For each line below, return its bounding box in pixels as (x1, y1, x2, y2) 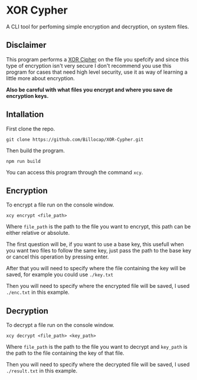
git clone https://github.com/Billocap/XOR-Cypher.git (6, 136, 144, 142)
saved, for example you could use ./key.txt (6, 271, 114, 278)
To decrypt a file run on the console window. (6, 322, 114, 329)
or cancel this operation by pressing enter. (6, 253, 109, 260)
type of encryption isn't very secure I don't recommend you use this (6, 62, 172, 69)
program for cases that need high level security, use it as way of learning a (6, 68, 188, 76)
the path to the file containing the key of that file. (6, 349, 125, 357)
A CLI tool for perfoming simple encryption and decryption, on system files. (6, 23, 189, 30)
